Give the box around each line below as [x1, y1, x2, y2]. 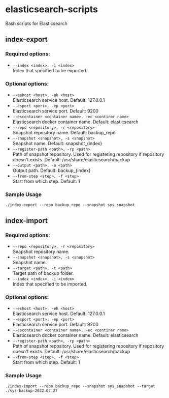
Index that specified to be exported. [12, 67, 88, 73]
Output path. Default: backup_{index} [12, 167, 91, 174]
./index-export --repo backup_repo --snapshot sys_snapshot [5, 203, 136, 208]
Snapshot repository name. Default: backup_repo [12, 129, 116, 135]
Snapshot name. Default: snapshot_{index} [12, 140, 103, 146]
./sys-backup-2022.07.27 [5, 388, 58, 393]
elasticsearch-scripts [5, 4, 98, 15]
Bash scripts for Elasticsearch [5, 20, 67, 26]
